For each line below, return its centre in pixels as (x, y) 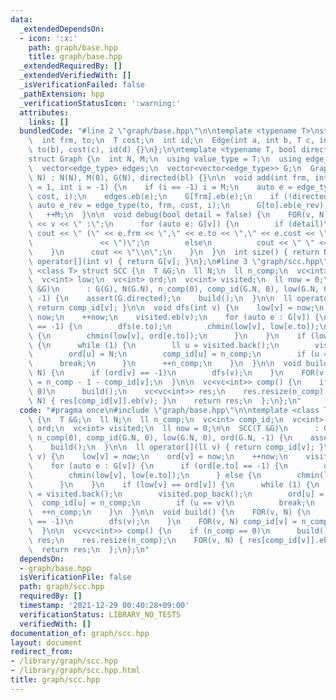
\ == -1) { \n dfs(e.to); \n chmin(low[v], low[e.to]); (174, 326)
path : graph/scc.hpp (62, 587)
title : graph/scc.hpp (55, 680)
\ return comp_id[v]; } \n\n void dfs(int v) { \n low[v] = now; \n (176, 308)
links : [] (49, 122)
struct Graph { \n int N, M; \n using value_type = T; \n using (165, 159)
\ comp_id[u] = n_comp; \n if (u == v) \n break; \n (171, 503)
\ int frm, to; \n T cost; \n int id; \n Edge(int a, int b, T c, (171, 141)
